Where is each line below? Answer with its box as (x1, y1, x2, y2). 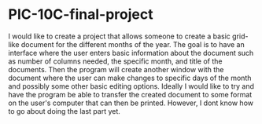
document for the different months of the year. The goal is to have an (20, 39, 245, 49)
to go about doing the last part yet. (8, 106, 120, 115)
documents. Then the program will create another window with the (8, 64, 224, 74)
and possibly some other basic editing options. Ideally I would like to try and (8, 81, 254, 91)
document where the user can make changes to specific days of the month (8, 73, 252, 82)
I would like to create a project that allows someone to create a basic (8, 31, 231, 41)
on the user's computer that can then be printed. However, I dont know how (8, 98, 254, 108)
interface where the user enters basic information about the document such (8, 48, 254, 57)
